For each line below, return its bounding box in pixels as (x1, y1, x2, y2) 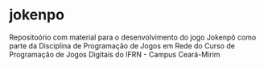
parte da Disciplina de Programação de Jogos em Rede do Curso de (9, 40, 236, 50)
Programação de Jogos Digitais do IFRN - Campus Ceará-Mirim (9, 49, 221, 59)
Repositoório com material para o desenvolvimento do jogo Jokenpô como (9, 32, 257, 42)
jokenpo (9, 6, 65, 24)
